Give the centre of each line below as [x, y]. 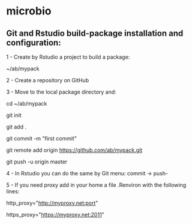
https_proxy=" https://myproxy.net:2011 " [55, 215]
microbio [29, 11]
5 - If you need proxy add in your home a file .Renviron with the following [96, 185]
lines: [13, 191]
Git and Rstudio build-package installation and [95, 33]
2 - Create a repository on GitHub [47, 80]
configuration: [34, 42]
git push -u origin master [37, 162]
